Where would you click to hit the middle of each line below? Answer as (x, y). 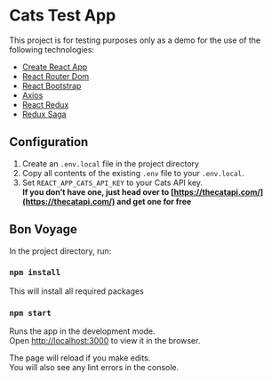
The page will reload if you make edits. (80, 358)
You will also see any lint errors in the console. (94, 368)
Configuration (49, 142)
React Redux (45, 104)
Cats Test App (63, 16)
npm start (30, 313)
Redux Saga (44, 114)
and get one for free (154, 201)
